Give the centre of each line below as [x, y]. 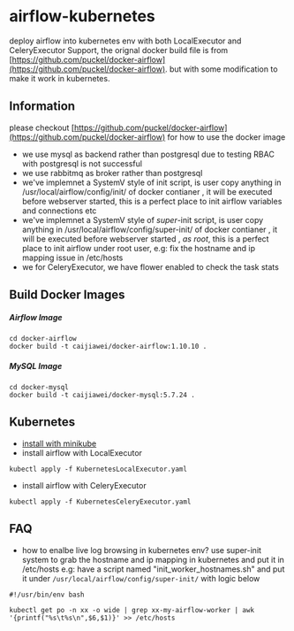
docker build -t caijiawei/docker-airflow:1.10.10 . [108, 347]
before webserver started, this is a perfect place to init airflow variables [152, 201]
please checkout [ [42, 127]
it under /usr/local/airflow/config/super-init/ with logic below [141, 578]
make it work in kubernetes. [60, 78]
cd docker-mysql [39, 388]
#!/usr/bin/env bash [47, 595]
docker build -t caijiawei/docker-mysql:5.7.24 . [102, 396]
